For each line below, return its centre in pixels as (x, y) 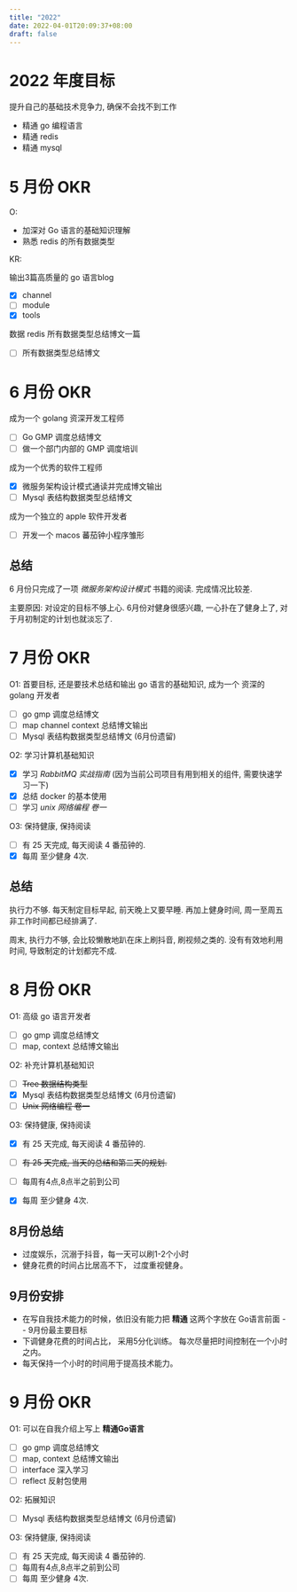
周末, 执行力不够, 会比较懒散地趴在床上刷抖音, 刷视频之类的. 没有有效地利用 (146, 939)
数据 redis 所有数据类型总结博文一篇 (75, 334)
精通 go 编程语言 (52, 126)
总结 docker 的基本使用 (64, 796)
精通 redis (40, 137)
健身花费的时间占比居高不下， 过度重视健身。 (105, 1266)
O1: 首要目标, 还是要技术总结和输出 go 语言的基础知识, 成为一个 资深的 (137, 684)
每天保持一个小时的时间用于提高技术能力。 (100, 1363)
